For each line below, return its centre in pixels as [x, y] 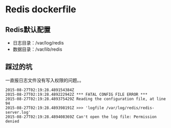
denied [12, 121]
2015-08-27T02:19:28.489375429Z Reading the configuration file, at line [86, 99]
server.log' [18, 112]
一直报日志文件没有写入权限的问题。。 [45, 80]
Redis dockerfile [41, 9]
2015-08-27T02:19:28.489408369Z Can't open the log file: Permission [81, 117]
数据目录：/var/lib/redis [37, 49]
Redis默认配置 [28, 29]
